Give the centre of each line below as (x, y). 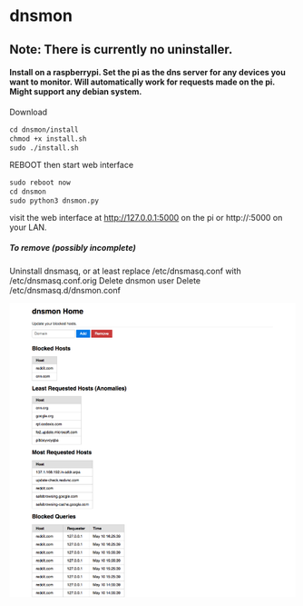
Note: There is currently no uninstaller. (121, 50)
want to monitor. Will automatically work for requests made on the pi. (142, 82)
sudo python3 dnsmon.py (54, 201)
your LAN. (28, 227)
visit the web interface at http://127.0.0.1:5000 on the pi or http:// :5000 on (146, 217)
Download (29, 112)
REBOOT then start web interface (72, 164)
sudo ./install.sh (44, 148)
